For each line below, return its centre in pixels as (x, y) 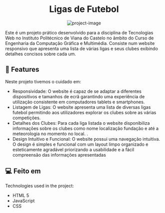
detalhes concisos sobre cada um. (41, 54)
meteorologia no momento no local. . (50, 134)
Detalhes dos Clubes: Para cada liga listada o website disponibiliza (81, 123)
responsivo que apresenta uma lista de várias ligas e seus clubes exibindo (82, 48)
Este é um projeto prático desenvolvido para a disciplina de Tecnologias (79, 32)
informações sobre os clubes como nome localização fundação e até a (85, 128)
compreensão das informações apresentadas (59, 155)
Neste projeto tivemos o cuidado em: (43, 81)
